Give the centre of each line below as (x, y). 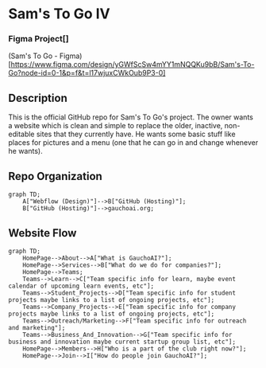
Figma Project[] (39, 39)
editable (21, 134)
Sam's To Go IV (60, 14)
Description (38, 98)
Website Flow (42, 233)
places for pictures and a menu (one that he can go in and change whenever (133, 143)
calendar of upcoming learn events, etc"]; (81, 286)
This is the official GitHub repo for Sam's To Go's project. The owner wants (131, 117)
